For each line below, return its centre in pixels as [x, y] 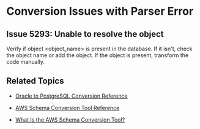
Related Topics [35, 81]
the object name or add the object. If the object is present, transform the [98, 55]
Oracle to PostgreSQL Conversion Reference [71, 96]
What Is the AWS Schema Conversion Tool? [70, 119]
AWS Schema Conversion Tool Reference [67, 107]
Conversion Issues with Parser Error [100, 11]
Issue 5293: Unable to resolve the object [85, 34]
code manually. [25, 62]
